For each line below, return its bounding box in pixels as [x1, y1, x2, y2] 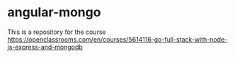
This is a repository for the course [7, 28, 106, 36]
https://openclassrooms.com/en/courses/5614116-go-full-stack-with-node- [7, 35, 228, 43]
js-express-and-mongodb [7, 42, 83, 51]
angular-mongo [7, 4, 101, 21]
